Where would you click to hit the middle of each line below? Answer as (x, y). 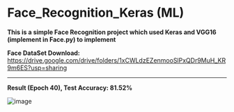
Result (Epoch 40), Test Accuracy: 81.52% (70, 88)
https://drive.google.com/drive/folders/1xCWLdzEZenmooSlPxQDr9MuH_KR (117, 60)
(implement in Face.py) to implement (62, 39)
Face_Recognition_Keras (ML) (96, 13)
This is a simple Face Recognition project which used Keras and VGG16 (112, 32)
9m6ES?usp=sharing (37, 67)
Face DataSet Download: (44, 53)
